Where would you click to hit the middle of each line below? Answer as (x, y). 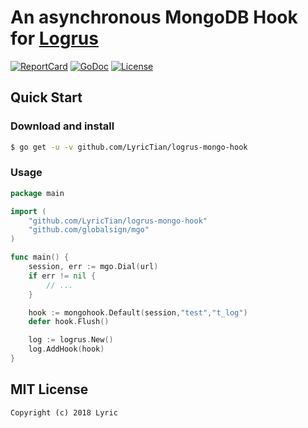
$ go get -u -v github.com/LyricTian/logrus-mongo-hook (129, 147)
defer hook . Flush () (69, 322)
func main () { (40, 257)
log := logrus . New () (71, 340)
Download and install (62, 126)
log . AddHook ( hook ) (66, 349)
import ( (28, 211)
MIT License (49, 389)
